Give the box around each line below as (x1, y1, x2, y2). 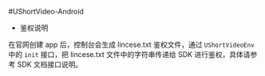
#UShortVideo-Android (8, 7, 84, 16)
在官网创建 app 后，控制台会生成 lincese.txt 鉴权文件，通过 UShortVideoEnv (8, 40, 255, 49)
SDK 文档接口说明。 (17, 59, 83, 69)
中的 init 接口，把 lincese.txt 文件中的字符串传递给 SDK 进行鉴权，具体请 (8, 50, 251, 59)
